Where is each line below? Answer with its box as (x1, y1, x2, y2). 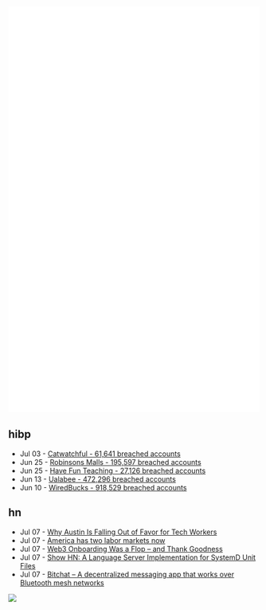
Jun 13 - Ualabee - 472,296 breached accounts (19, 474, 177, 484)
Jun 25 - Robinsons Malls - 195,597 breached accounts (19, 457, 201, 466)
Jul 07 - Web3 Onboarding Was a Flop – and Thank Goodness (19, 544, 223, 553)
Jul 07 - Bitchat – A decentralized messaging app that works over (19, 569, 235, 579)
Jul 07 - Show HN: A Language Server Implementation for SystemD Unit (19, 553, 256, 562)
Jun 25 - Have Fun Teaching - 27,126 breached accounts (19, 466, 206, 475)
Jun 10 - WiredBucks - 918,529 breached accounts (19, 482, 187, 492)
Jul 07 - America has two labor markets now (19, 535, 166, 545)
